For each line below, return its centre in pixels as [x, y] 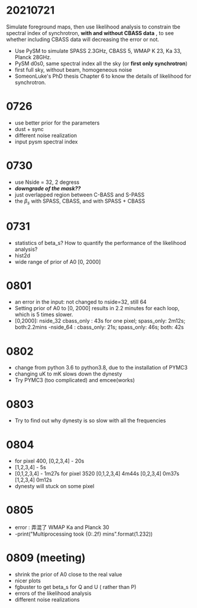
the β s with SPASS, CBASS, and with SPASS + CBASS [80, 201]
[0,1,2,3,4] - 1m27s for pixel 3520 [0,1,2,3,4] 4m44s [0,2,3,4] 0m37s [97, 474]
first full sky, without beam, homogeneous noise [73, 69]
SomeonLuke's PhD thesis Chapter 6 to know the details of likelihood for [103, 76]
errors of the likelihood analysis [53, 593]
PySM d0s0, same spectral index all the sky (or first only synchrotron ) [101, 63]
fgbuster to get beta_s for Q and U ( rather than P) [75, 587]
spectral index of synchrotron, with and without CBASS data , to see [90, 33]
